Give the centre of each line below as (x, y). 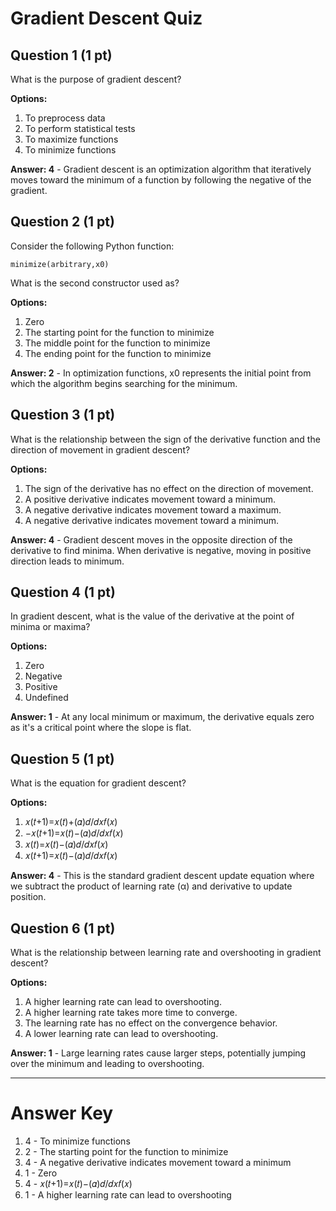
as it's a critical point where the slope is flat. (101, 728)
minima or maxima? (50, 627)
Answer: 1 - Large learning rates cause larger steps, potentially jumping (158, 1053)
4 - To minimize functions (77, 1141)
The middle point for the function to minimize (117, 343)
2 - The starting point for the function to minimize (126, 1151)
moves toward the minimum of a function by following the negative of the (161, 180)
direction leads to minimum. (67, 561)
